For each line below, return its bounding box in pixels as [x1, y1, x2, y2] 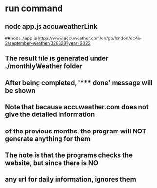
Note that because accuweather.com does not [5, 103, 149, 111]
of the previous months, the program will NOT [5, 127, 147, 135]
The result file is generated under [5, 55, 109, 63]
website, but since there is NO [5, 159, 98, 167]
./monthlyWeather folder [5, 62, 82, 71]
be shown [5, 86, 36, 94]
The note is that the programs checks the [5, 151, 133, 159]
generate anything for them [5, 134, 91, 143]
